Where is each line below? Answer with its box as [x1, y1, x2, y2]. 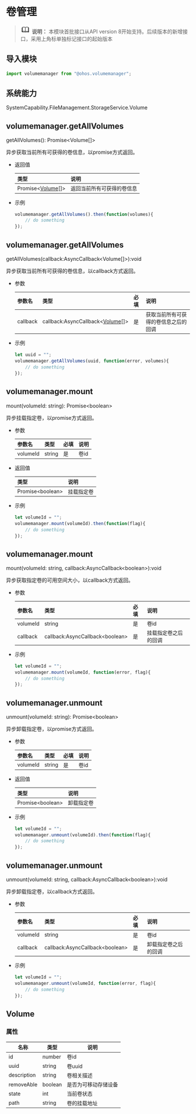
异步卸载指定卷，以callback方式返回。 [6, 888, 98, 895]
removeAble [8, 1081, 38, 1088]
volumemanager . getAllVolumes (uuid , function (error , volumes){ [14, 358, 169, 364]
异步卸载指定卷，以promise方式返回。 [6, 726, 97, 733]
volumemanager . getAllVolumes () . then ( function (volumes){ [14, 211, 153, 217]
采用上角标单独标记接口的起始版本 [30, 35, 113, 42]
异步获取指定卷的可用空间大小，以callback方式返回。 [6, 577, 134, 584]
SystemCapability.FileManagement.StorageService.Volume [6, 104, 148, 111]
